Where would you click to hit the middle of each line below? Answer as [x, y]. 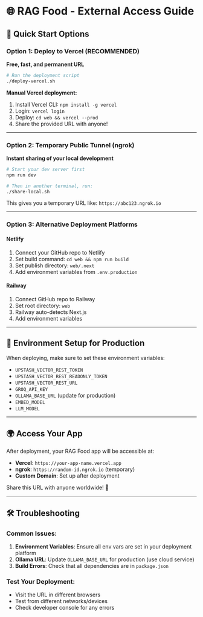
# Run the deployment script [43, 75]
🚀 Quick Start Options [48, 34]
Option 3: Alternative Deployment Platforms [72, 224]
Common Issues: [32, 533]
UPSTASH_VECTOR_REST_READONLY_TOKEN [61, 376]
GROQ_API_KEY [31, 389]
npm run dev [21, 175]
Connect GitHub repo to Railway [55, 299]
